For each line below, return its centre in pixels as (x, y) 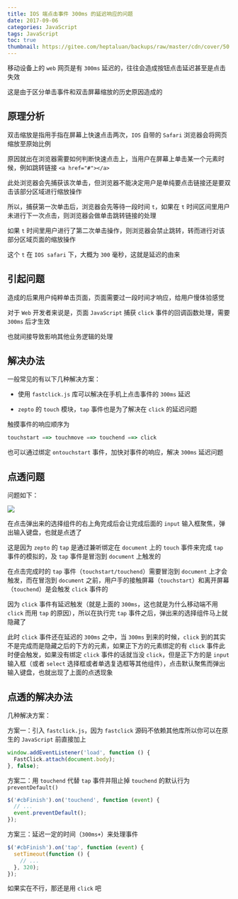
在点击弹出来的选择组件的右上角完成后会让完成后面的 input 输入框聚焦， (113, 524)
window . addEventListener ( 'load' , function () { (79, 752)
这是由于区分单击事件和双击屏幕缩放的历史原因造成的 (85, 92)
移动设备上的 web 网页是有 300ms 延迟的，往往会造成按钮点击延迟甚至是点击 (117, 68)
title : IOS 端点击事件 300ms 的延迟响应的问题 (70, 14)
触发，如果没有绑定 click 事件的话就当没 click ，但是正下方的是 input (128, 655)
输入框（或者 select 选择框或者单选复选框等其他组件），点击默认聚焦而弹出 (116, 664)
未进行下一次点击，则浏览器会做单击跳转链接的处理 (82, 215)
